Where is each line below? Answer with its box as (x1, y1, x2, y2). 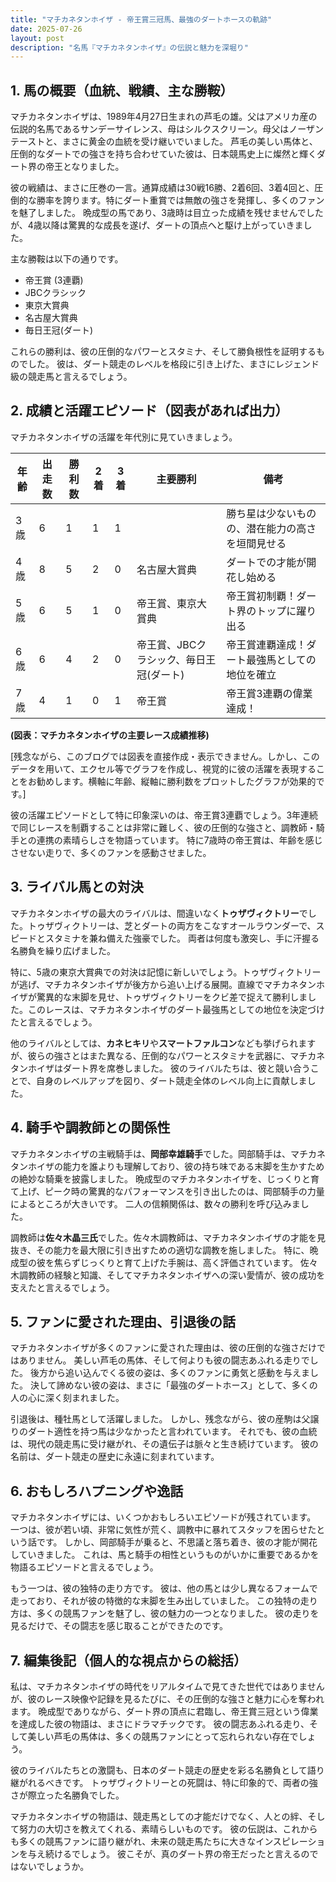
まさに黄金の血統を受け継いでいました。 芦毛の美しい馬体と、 (61, 136, 318, 148)
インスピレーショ (255, 1835, 326, 1847)
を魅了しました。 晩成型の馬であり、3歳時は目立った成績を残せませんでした (10, 207, 324, 219)
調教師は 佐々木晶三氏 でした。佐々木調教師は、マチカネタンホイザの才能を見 (10, 1231, 326, 1243)
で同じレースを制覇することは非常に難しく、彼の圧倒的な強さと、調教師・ (10, 821, 317, 833)
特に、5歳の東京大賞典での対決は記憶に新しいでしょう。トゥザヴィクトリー (10, 966, 322, 978)
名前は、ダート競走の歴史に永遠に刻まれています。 (10, 1451, 220, 1463)
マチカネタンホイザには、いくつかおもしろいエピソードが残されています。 (10, 1511, 317, 1523)
